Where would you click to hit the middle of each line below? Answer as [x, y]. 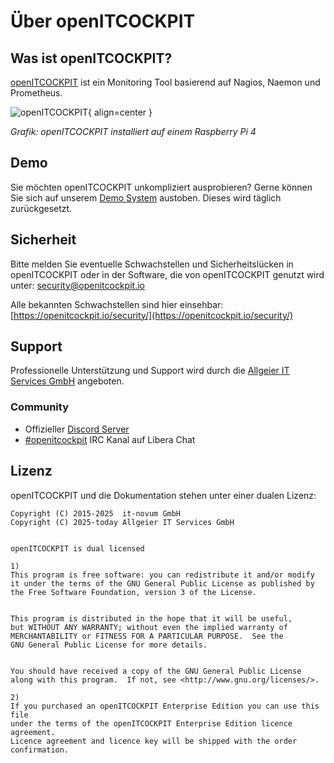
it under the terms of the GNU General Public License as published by [162, 583]
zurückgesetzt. [41, 208]
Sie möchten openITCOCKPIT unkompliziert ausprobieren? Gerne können [161, 187]
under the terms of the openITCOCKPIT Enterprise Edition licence [151, 723]
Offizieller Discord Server [77, 429]
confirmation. [40, 750]
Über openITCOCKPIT [103, 21]
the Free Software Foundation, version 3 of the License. [133, 592]
